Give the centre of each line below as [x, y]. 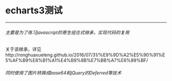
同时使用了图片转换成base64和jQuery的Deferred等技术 [63, 73]
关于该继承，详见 [23, 49]
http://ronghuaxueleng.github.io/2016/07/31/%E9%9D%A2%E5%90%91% [84, 55]
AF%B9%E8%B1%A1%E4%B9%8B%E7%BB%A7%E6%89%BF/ [80, 60]
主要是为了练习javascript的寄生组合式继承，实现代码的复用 [67, 32]
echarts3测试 [34, 11]
